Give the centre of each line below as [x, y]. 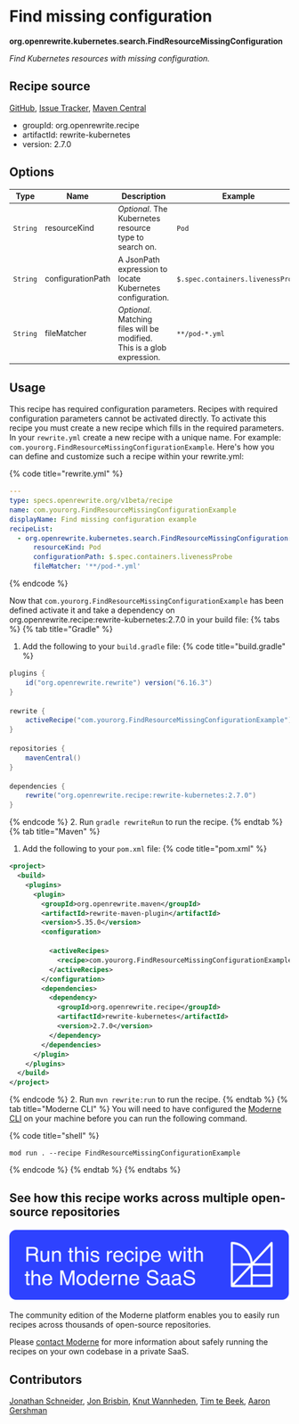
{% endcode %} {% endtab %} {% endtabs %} [95, 1170]
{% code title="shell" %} [54, 1136]
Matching [135, 319]
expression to [143, 268]
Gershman [28, 1411]
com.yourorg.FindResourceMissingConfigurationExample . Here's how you [142, 447]
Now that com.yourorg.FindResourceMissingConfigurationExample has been [147, 601]
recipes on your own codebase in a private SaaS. [99, 1352]
